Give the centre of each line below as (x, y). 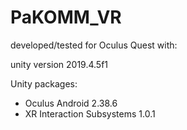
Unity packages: (44, 83)
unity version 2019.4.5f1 (59, 64)
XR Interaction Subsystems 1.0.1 (90, 113)
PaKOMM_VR (66, 17)
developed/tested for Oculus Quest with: (94, 45)
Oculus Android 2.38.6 (71, 103)
